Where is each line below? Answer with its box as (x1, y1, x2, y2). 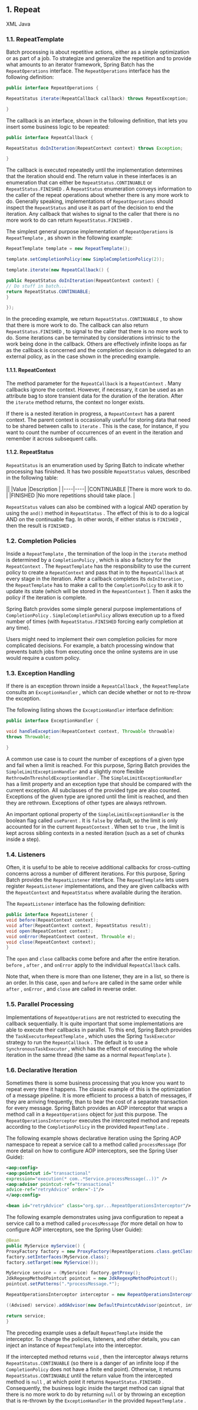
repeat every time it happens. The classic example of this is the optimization (6, 1085, 191, 1093)
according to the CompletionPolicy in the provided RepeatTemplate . (6, 1123, 169, 1130)
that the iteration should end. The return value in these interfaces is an (6, 173, 177, 180)
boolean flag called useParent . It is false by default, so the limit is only (6, 817, 178, 824)
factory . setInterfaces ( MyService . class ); (6, 1254, 110, 1260)
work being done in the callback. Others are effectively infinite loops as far (6, 340, 187, 347)
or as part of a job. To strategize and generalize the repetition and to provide (6, 55, 192, 62)
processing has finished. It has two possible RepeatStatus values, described (6, 468, 190, 475)
